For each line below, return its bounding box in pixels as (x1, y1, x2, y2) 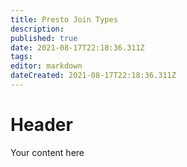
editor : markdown (10, 61, 83, 71)
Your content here (10, 146, 85, 158)
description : (10, 24, 65, 34)
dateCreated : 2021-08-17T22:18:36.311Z (10, 71, 177, 81)
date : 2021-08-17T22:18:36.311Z (10, 42, 145, 53)
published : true (10, 33, 78, 43)
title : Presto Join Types (10, 14, 118, 25)
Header (10, 114, 73, 136)
